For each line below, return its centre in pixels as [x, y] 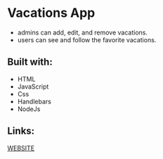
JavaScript [33, 87]
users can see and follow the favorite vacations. [87, 39]
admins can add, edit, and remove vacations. [82, 32]
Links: [21, 131]
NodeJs [29, 109]
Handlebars [34, 101]
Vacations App [51, 13]
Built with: [30, 62]
